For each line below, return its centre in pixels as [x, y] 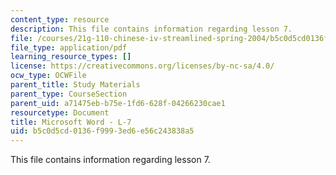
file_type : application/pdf [69, 47]
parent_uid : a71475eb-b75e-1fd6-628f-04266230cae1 [118, 103]
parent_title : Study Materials [75, 85]
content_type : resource [60, 19]
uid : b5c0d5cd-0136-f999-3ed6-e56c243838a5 [102, 131]
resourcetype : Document [60, 112]
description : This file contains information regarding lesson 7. [151, 29]
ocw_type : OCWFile [48, 76]
